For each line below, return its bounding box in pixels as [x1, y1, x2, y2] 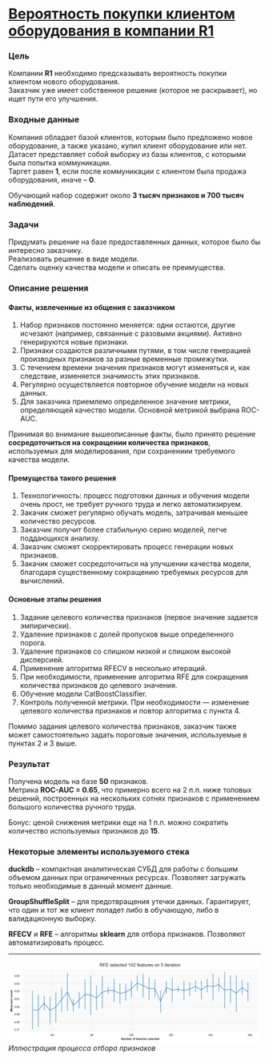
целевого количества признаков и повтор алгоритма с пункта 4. [19, 705, 242, 715]
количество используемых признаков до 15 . [8, 826, 160, 835]
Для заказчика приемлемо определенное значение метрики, [19, 397, 231, 407]
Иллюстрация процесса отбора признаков [8, 1043, 156, 1053]
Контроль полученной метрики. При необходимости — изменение [19, 697, 250, 707]
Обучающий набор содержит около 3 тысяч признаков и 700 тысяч [8, 190, 244, 200]
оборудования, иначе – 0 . [8, 175, 96, 184]
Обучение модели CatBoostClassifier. [19, 689, 147, 698]
